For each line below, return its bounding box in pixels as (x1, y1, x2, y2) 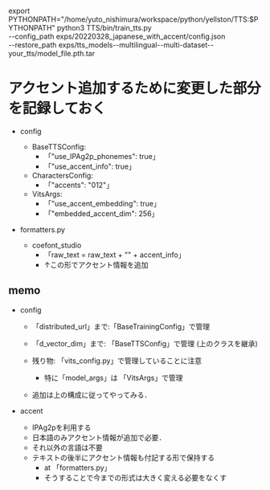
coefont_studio (31, 240, 82, 250)
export (8, 6, 31, 15)
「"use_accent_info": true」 (43, 161, 137, 171)
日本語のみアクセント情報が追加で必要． (31, 432, 166, 442)
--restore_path (8, 40, 57, 50)
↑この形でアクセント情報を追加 (43, 259, 149, 269)
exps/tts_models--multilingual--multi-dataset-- (58, 40, 215, 50)
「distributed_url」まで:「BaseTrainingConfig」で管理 (31, 321, 211, 331)
